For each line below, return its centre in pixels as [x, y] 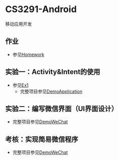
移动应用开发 [18, 24]
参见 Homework [28, 55]
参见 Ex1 [20, 85]
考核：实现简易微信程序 [42, 139]
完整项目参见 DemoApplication [51, 91]
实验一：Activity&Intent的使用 [53, 72]
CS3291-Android [41, 9]
